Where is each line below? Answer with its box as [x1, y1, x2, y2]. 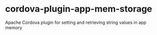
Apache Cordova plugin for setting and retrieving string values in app [5, 19, 147, 25]
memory [5, 24, 22, 30]
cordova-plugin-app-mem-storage [5, 3, 153, 15]
